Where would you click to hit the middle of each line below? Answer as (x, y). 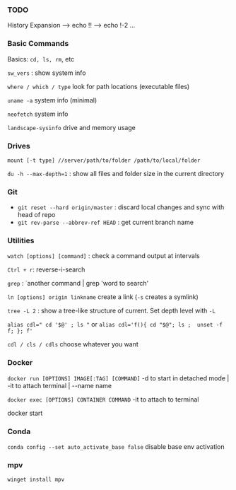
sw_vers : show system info (47, 73)
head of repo (36, 215)
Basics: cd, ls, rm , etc (41, 59)
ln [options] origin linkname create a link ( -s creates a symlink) (103, 297)
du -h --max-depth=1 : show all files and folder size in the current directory (116, 173)
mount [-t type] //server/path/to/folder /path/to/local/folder (104, 161)
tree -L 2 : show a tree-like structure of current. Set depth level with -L (111, 311)
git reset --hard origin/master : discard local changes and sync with (121, 207)
